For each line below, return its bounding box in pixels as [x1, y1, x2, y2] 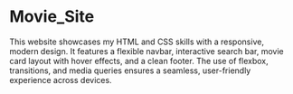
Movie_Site [9, 6, 95, 27]
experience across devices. [9, 74, 112, 85]
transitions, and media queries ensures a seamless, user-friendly [9, 65, 251, 76]
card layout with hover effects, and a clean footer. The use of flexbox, [9, 55, 269, 66]
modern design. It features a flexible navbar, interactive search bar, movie [9, 45, 284, 56]
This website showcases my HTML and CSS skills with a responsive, [9, 36, 265, 47]
